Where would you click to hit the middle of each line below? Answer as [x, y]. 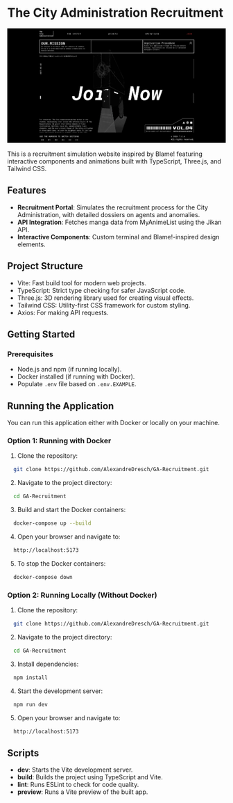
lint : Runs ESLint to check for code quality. [78, 785]
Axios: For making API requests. [63, 312]
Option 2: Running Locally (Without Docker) [82, 595]
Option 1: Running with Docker [59, 441]
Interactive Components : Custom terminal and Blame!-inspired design [118, 237]
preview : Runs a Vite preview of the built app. [83, 792]
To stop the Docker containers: [61, 563]
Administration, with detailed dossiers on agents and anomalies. [109, 214]
